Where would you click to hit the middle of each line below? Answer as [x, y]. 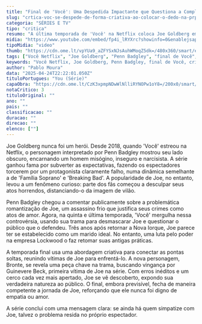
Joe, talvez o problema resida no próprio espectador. [72, 315]
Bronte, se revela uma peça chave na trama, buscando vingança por [91, 265]
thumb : [14, 51]
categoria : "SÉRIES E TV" [38, 23]
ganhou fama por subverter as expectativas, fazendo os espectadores [93, 165]
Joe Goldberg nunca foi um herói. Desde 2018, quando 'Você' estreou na [96, 146]
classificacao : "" [29, 112]
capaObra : [19, 85]
